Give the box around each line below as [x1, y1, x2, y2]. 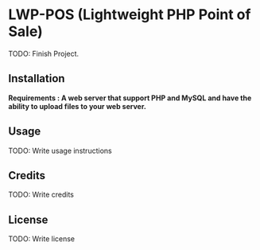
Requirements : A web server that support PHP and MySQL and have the [8, 93, 252, 103]
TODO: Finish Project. [8, 49, 80, 58]
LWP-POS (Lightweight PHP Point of [8, 6, 251, 24]
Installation [8, 72, 65, 85]
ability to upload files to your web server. [8, 101, 147, 111]
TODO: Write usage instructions [8, 146, 113, 155]
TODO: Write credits [8, 189, 74, 200]
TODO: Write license [8, 234, 76, 244]
